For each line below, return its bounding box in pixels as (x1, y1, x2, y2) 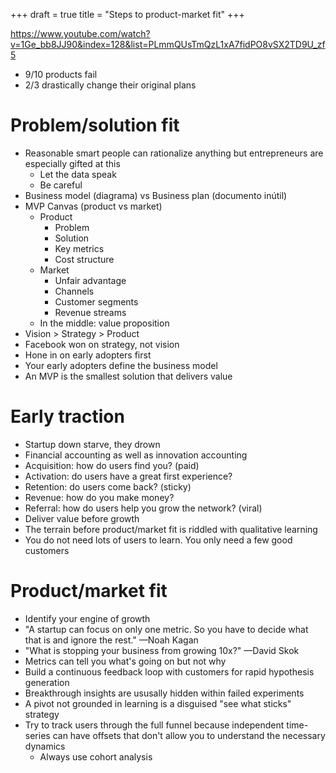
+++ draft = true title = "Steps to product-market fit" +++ (10, 9, 245, 20)
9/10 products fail (24, 69, 98, 80)
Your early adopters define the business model (24, 359, 218, 371)
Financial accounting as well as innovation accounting (24, 449, 248, 461)
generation (24, 676, 70, 688)
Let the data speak (39, 168, 117, 180)
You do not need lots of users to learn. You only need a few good (24, 534, 293, 546)
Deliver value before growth (24, 512, 140, 524)
